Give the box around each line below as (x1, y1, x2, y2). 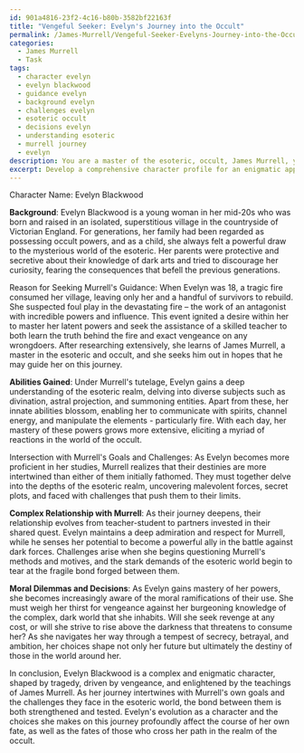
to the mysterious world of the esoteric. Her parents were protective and (9, 245, 280, 256)
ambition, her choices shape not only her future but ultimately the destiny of (9, 641, 293, 652)
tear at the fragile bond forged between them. (9, 566, 180, 577)
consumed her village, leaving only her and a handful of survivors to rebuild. (9, 291, 294, 303)
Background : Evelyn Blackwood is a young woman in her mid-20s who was (9, 207, 291, 218)
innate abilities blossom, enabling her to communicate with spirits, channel (9, 405, 288, 416)
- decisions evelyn (17, 123, 91, 132)
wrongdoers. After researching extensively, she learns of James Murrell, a (9, 340, 286, 351)
